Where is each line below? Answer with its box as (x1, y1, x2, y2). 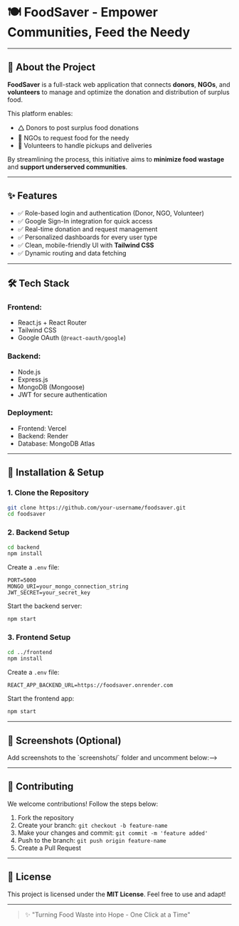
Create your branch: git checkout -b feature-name (17, 821, 168, 829)
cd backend (7, 544, 40, 551)
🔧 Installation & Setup (7, 466, 105, 479)
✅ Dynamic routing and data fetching (17, 248, 127, 257)
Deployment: (7, 408, 53, 418)
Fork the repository (17, 813, 75, 821)
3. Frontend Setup (7, 633, 71, 643)
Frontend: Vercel (17, 423, 67, 433)
